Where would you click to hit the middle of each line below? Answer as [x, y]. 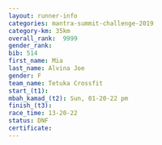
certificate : [30, 128]
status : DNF [28, 121]
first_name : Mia [36, 61]
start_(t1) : [28, 91]
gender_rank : [30, 46]
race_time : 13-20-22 [43, 114]
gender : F [25, 76]
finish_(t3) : [30, 106]
